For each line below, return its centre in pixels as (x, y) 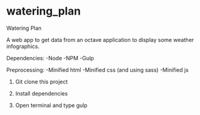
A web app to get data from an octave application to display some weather (100, 40)
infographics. (23, 46)
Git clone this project (42, 82)
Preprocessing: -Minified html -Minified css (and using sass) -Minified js (98, 70)
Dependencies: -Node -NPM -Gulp (50, 58)
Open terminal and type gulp (51, 105)
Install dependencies (42, 93)
